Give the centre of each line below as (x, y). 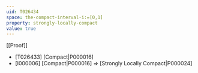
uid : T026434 (22, 12)
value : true (21, 28)
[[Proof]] (17, 45)
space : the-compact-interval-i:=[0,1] (55, 17)
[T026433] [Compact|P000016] (54, 57)
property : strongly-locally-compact (52, 23)
